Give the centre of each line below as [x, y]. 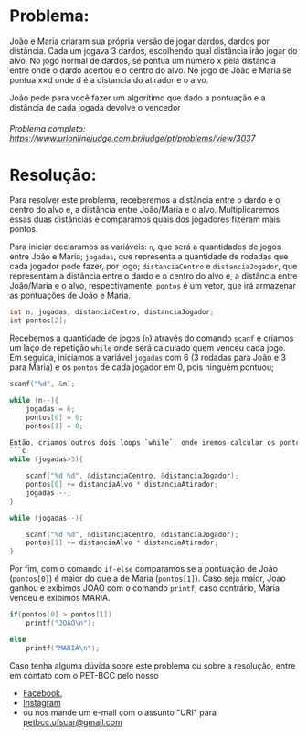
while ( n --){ [34, 401]
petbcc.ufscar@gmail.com [73, 721]
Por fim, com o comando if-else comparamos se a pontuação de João [144, 569]
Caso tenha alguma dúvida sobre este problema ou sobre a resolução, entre [153, 665]
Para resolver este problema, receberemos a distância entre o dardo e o [145, 200]
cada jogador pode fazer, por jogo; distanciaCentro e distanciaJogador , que [153, 267]
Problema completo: [48, 128]
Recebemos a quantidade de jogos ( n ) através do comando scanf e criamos [152, 338]
